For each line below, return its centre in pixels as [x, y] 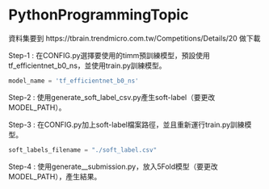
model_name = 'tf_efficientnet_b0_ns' [74, 81]
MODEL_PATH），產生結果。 [55, 176]
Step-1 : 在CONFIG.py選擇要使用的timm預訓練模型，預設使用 [109, 55]
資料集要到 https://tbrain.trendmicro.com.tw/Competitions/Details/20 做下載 [134, 38]
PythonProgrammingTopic [99, 15]
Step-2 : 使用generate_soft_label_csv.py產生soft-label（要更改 [112, 97]
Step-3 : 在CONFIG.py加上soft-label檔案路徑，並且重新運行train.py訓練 [126, 124]
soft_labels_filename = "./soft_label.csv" [83, 150]
